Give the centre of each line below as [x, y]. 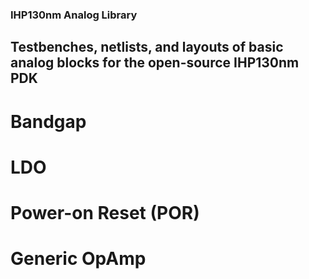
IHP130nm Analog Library [74, 15]
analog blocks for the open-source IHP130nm [155, 63]
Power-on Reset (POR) [105, 212]
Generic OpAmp [78, 259]
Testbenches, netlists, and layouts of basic [147, 47]
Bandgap [48, 121]
